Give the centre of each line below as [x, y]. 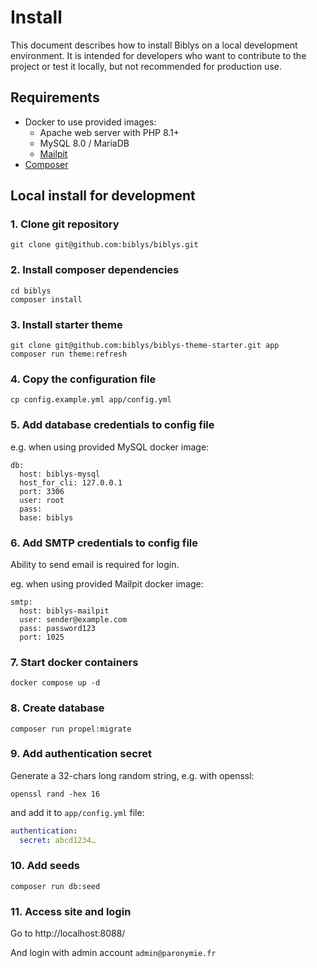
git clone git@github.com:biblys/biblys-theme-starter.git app [145, 346]
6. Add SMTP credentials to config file [104, 543]
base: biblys [46, 517]
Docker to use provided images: [90, 122]
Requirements [55, 97]
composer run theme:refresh [69, 354]
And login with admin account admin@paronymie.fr [113, 953]
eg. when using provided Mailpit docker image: [107, 583]
